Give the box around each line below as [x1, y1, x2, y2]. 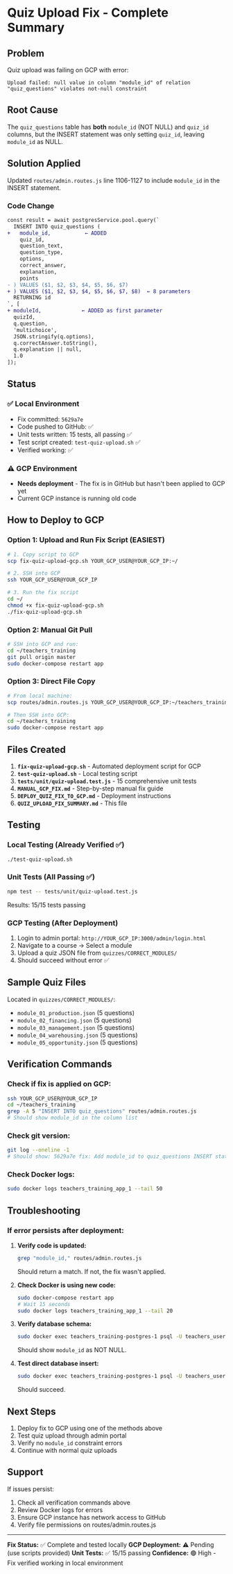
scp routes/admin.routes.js [7, 699, 89, 706]
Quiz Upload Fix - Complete [7, 5, 169, 21]
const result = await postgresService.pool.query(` [7, 216, 159, 223]
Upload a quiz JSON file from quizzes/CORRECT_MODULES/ [17, 948, 178, 957]
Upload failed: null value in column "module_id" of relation [7, 79, 191, 86]
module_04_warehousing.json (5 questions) [17, 1031, 138, 1039]
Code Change [7, 200, 55, 210]
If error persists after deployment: [7, 1225, 124, 1235]
